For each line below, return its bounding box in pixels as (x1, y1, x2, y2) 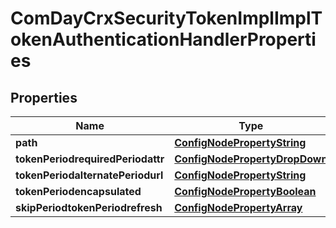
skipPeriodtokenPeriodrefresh (15, 201, 163, 214)
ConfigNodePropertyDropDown (174, 152, 328, 166)
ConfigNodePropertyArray (174, 201, 303, 214)
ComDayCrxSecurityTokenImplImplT (10, 7, 323, 30)
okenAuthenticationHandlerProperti (10, 28, 317, 51)
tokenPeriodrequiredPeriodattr (15, 152, 165, 166)
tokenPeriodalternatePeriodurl (15, 168, 164, 182)
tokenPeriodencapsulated (15, 185, 142, 198)
